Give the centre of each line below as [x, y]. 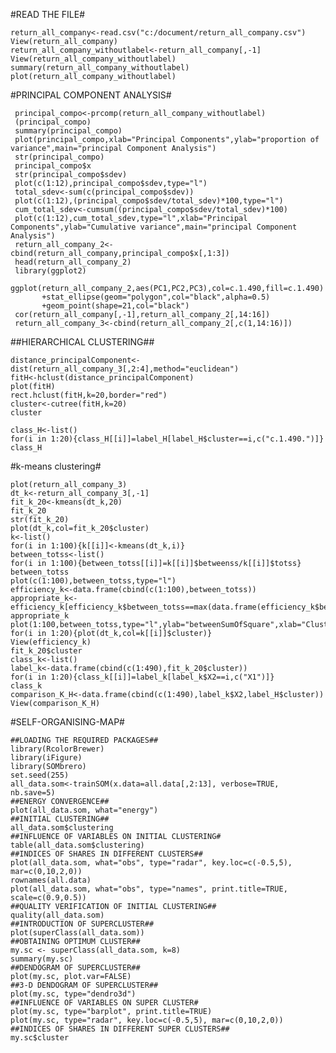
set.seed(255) [40, 775]
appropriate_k [40, 616]
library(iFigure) [46, 758]
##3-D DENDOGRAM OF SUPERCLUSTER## [84, 985]
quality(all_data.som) [57, 915]
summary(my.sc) [42, 959]
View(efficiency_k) [51, 642]
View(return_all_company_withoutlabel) [93, 59]
